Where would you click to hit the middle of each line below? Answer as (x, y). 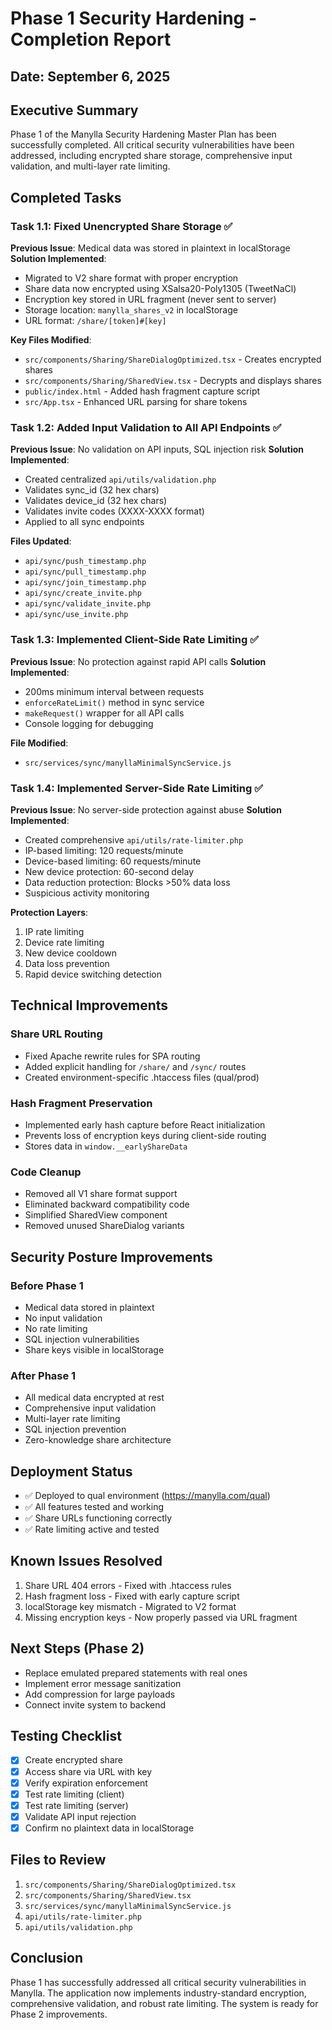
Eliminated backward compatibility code (107, 1204)
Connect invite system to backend (95, 1704)
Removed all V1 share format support (101, 1194)
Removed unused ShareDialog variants (104, 1226)
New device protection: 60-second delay (109, 871)
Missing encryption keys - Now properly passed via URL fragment (161, 1617)
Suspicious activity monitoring (87, 893)
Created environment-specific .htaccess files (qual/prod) (142, 1077)
